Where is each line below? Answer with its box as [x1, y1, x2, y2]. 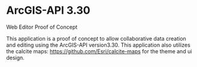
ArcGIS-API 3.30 [6, 4, 91, 17]
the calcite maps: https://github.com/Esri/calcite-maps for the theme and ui [6, 47, 192, 54]
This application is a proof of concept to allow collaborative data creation [6, 35, 187, 42]
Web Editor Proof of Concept [6, 23, 78, 31]
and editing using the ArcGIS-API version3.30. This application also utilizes [6, 41, 190, 48]
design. [6, 54, 25, 61]
